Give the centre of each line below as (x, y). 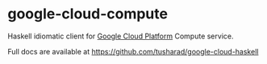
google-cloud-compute (88, 14)
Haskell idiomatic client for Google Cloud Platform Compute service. (121, 36)
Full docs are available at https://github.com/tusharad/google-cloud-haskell (133, 51)
